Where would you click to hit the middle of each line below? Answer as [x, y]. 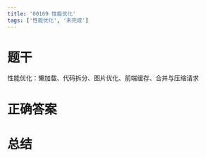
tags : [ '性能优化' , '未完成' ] [48, 20]
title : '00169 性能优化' [42, 14]
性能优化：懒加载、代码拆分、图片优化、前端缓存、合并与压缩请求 [103, 78]
